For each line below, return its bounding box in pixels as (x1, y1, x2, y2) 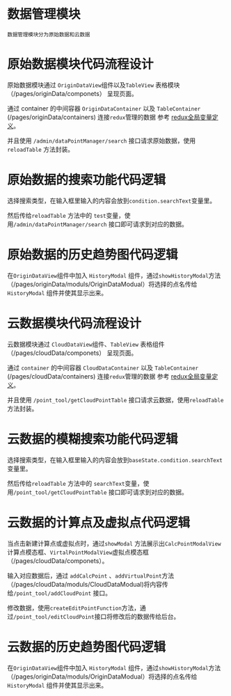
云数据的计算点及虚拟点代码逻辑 (7, 514, 191, 530)
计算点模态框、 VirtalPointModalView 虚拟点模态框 (7, 548, 150, 556)
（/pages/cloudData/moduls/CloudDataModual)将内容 (7, 580, 162, 588)
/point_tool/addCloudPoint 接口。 (13, 589, 111, 597)
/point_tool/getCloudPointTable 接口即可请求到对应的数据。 (13, 488, 188, 496)
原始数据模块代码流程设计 (7, 56, 154, 72)
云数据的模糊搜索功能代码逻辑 (7, 431, 179, 447)
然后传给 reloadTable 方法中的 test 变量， (7, 211, 125, 219)
